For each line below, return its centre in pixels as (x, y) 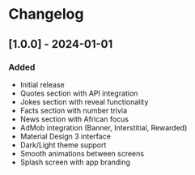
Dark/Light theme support (63, 145)
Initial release (42, 84)
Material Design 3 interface (66, 136)
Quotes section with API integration (79, 93)
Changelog (46, 14)
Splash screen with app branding (75, 162)
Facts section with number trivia (74, 110)
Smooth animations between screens (82, 153)
